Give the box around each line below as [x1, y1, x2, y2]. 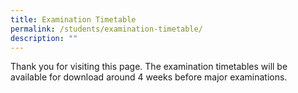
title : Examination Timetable [10, 14, 137, 25]
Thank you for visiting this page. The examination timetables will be [10, 61, 288, 73]
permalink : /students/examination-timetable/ [10, 24, 203, 34]
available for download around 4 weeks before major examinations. [10, 71, 288, 83]
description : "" [10, 33, 78, 43]
